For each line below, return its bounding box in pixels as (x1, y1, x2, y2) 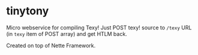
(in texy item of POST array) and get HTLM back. (6, 30, 127, 37)
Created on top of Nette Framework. (6, 42, 96, 49)
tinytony (6, 4, 49, 18)
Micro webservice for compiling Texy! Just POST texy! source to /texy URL (6, 24, 192, 31)
